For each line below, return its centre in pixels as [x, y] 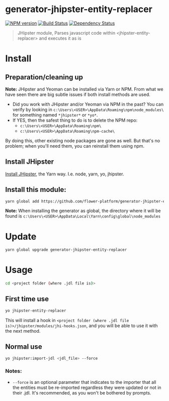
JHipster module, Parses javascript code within [66, 33]
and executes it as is [60, 38]
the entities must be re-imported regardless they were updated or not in [87, 387]
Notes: [14, 371]
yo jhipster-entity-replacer [36, 311]
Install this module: [36, 190]
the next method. [23, 331]
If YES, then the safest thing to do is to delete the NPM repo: [75, 120]
